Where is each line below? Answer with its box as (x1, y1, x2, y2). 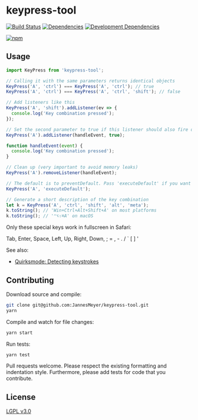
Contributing (6, 275, 54, 285)
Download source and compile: (6, 290, 82, 298)
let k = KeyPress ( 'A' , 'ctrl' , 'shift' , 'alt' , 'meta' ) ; (6, 202, 149, 208)
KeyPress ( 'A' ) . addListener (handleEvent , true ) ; (6, 132, 126, 138)
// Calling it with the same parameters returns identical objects (6, 78, 176, 84)
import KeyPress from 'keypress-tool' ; (6, 67, 104, 73)
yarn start (6, 330, 33, 336)
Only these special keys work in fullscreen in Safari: (6, 224, 131, 231)
